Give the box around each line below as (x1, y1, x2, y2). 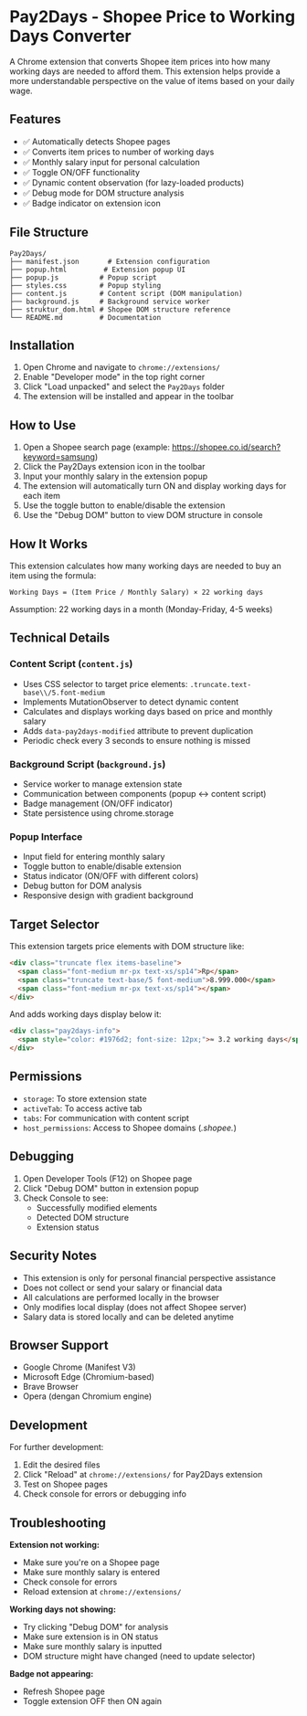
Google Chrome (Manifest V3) (22, 1361, 136, 1372)
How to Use (9, 418, 77, 433)
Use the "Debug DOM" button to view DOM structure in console (22, 510, 263, 521)
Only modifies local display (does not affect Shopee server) (22, 1301, 247, 1312)
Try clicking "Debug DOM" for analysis (22, 1621, 169, 1632)
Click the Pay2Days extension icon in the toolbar (22, 461, 206, 472)
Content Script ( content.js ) (9, 658, 133, 671)
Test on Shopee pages (22, 1478, 108, 1490)
